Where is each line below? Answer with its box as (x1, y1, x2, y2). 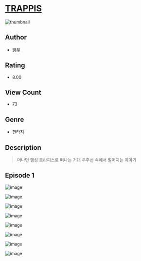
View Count (5, 88, 41, 97)
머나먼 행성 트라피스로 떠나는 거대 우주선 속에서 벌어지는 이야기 (17, 157, 137, 162)
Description (5, 143, 41, 152)
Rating (5, 61, 25, 70)
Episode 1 (5, 171, 35, 180)
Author (5, 33, 27, 41)
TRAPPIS (5, 3, 42, 14)
